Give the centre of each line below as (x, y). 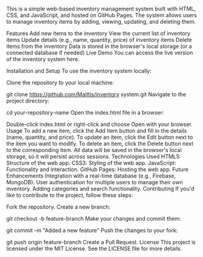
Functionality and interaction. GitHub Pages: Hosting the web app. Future (98, 169)
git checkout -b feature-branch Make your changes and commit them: (94, 219)
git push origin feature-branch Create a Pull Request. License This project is (101, 242)
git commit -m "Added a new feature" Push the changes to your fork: (92, 230)
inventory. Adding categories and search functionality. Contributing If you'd (101, 189)
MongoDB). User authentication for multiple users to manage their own (95, 182)
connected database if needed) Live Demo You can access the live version (100, 53)
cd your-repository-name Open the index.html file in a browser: (85, 112)
